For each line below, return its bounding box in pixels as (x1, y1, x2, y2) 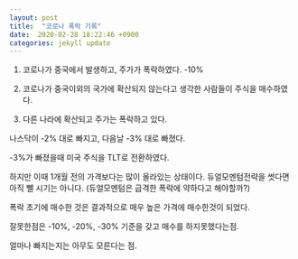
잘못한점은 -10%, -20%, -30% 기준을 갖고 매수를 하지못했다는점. (9, 221, 239, 232)
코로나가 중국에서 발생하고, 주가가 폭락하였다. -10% (22, 64, 204, 75)
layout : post (9, 13, 59, 23)
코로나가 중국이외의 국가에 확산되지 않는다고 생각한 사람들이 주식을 (22, 83, 257, 95)
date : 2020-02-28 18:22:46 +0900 (9, 30, 140, 39)
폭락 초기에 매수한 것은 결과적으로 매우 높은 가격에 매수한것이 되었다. (9, 202, 250, 213)
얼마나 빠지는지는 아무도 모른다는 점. (9, 240, 137, 251)
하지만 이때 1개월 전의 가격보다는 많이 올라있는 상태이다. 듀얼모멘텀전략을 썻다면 (9, 171, 290, 182)
